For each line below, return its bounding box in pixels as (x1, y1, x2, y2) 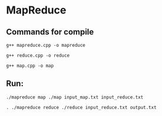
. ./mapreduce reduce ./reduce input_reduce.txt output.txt (6, 104, 157, 110)
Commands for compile (6, 27, 94, 37)
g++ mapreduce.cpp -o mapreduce (6, 42, 85, 48)
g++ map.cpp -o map (6, 63, 54, 69)
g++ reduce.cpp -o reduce (6, 53, 70, 59)
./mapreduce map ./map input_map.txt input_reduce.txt (6, 94, 144, 100)
